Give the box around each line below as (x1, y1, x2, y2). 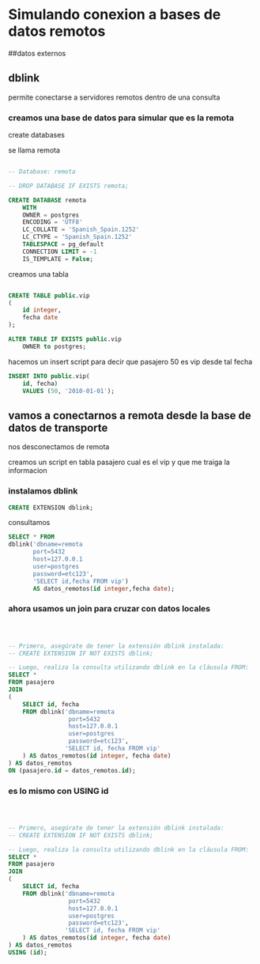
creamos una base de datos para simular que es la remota (8, 112, 235, 123)
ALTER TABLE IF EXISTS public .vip (8, 335, 122, 343)
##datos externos (8, 48, 66, 58)
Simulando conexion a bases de (8, 6, 221, 24)
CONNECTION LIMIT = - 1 (22, 248, 97, 255)
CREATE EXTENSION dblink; (8, 504, 93, 512)
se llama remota (8, 146, 61, 155)
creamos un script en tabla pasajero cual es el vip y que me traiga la (8, 457, 231, 467)
